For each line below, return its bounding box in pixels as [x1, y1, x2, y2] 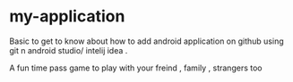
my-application [9, 6, 125, 27]
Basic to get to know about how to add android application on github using [9, 36, 284, 46]
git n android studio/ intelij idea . [9, 45, 128, 55]
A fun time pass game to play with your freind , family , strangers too [9, 62, 263, 73]
